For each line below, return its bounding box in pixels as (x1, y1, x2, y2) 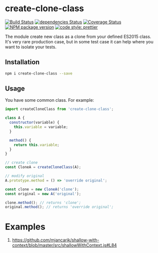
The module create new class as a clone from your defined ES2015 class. (5, 34, 152, 39)
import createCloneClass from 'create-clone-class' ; (5, 107, 114, 112)
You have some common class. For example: (5, 97, 95, 103)
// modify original (5, 174, 45, 179)
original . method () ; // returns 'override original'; (5, 205, 114, 210)
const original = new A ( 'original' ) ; (5, 191, 81, 196)
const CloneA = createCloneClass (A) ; (5, 165, 81, 170)
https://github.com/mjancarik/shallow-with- (12, 237, 99, 243)
